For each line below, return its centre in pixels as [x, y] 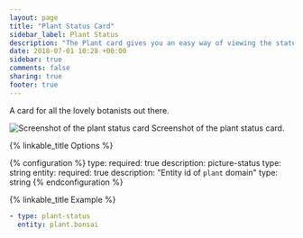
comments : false [40, 69]
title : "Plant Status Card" [62, 26]
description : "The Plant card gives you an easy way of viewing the [141, 43]
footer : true [34, 85]
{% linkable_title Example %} [63, 199]
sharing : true [36, 77]
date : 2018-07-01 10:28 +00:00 [68, 51]
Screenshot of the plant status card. [218, 128]
